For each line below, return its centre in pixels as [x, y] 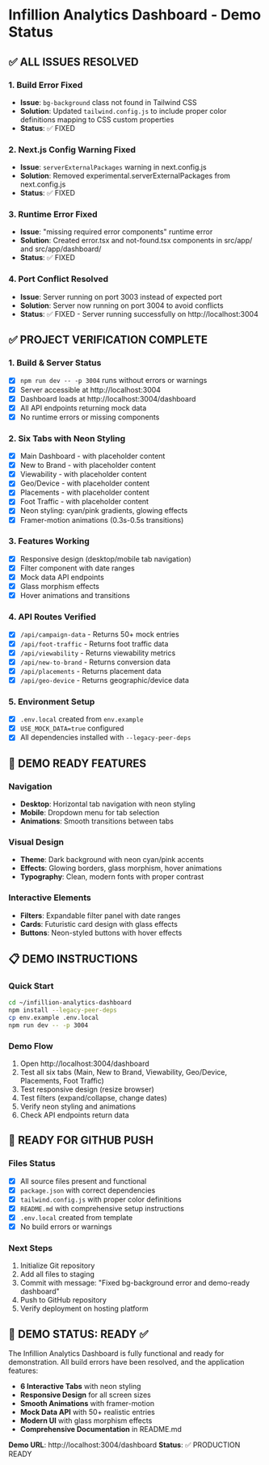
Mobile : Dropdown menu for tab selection [90, 813]
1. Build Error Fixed [46, 85]
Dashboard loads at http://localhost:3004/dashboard [108, 398]
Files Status [32, 1164]
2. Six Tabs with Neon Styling [67, 438]
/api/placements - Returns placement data [90, 671]
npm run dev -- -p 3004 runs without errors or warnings [113, 381]
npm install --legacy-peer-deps [63, 1010]
